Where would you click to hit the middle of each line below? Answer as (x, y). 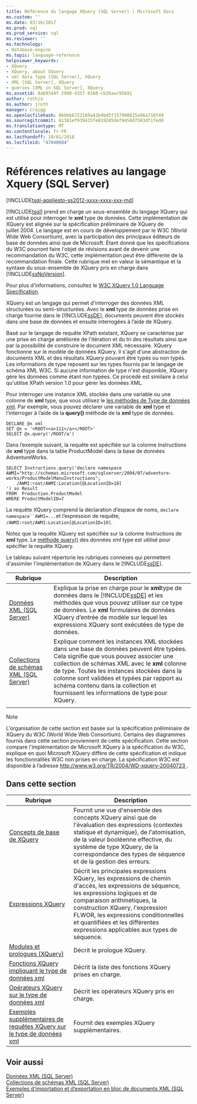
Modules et (24, 947)
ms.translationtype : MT (35, 126)
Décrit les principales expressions (120, 871)
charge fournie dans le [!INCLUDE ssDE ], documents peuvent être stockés (95, 315)
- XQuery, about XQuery (35, 72)
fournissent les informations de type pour (111, 693)
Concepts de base (34, 832)
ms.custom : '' (23, 17)
